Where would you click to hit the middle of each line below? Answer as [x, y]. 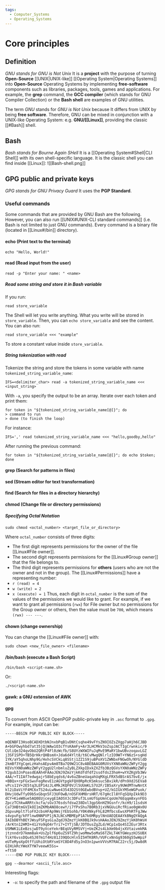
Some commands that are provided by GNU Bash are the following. [73, 214]
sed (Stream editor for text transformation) [50, 481]
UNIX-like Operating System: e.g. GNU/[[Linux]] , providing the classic [76, 120]
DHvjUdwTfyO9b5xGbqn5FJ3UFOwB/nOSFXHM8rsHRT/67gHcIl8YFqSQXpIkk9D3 [76, 794]
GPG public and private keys [50, 179]
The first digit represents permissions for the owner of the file [75, 546]
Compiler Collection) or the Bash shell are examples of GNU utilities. [75, 100]
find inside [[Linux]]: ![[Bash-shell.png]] [45, 163]
